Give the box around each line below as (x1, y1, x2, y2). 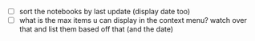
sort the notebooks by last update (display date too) (18, 7, 191, 16)
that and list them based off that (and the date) (18, 24, 174, 34)
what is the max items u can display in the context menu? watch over (18, 16, 248, 25)
